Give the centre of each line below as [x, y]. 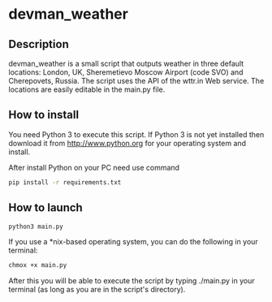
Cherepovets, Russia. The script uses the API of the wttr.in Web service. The [136, 81]
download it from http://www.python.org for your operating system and [127, 143]
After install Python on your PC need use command [94, 167]
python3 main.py [36, 226]
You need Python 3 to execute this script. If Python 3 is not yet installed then [136, 134]
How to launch [45, 208]
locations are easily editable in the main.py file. [87, 89]
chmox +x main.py [38, 265]
